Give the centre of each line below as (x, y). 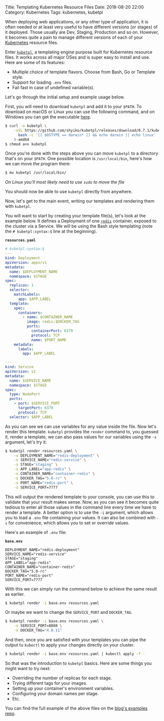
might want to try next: (28, 668)
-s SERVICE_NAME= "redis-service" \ (50, 460)
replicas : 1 (22, 285)
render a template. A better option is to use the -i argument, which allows (79, 512)
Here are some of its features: (35, 62)
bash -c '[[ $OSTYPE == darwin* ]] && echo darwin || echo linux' (87, 135)
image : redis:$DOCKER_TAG (53, 322)
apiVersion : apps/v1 (26, 262)
